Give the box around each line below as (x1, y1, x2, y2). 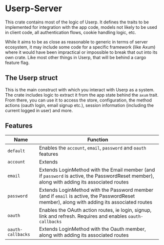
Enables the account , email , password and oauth (39, 144, 146, 151)
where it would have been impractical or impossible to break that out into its (5, 49, 158, 55)
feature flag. (5, 60, 30, 65)
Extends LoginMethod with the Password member (39, 186, 154, 193)
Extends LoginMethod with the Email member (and (39, 166, 155, 173)
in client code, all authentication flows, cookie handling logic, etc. (5, 29, 137, 35)
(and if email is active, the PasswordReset (39, 192, 135, 199)
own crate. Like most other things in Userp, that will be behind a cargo (5, 54, 146, 60)
